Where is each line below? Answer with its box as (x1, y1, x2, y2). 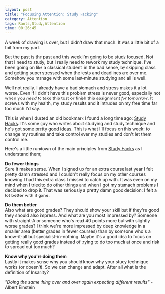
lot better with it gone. (5, 193, 50, 198)
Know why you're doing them (5, 253, 67, 260)
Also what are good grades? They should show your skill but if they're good (5, 207, 159, 213)
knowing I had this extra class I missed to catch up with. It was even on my (5, 177, 157, 183)
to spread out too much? (5, 244, 55, 250)
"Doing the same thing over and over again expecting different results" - (5, 279, 153, 285)
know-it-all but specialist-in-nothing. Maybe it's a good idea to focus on (5, 234, 152, 240)
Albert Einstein (5, 284, 35, 290)
